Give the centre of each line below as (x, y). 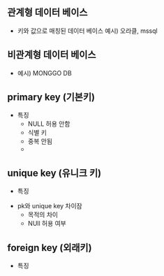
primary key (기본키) (51, 97)
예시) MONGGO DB (44, 73)
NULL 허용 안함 (49, 124)
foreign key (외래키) (50, 248)
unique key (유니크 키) (54, 173)
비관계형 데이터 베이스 (52, 55)
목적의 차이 (43, 215)
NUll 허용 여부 (47, 224)
